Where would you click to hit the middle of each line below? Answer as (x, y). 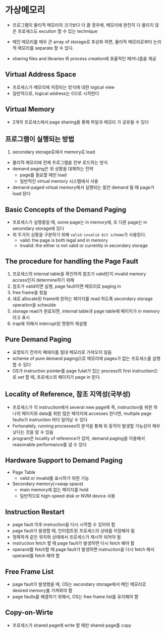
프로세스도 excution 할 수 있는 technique (57, 31)
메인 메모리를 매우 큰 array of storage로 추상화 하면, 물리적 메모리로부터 (82, 42)
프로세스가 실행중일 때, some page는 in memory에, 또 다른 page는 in (80, 222)
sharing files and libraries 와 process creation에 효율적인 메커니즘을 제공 (84, 58)
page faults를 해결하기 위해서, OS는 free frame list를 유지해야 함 (75, 597)
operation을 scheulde (34, 305)
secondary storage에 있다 (38, 228)
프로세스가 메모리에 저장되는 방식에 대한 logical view (63, 87)
